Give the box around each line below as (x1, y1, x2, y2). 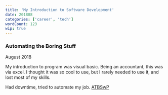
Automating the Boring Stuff (5, 43, 76, 50)
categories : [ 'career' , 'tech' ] (5, 17, 73, 22)
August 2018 (5, 54, 32, 60)
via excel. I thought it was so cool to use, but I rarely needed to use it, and (5, 69, 159, 75)
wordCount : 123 (5, 21, 37, 27)
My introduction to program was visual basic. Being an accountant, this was (5, 64, 163, 70)
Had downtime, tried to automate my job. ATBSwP (5, 84, 110, 90)
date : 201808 (5, 12, 33, 17)
